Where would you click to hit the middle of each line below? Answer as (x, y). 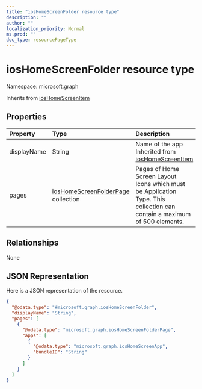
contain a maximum (163, 214)
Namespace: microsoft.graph (42, 86)
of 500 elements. (160, 222)
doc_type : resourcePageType (41, 40)
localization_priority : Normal (45, 29)
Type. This (150, 199)
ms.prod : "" (21, 34)
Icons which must (160, 184)
